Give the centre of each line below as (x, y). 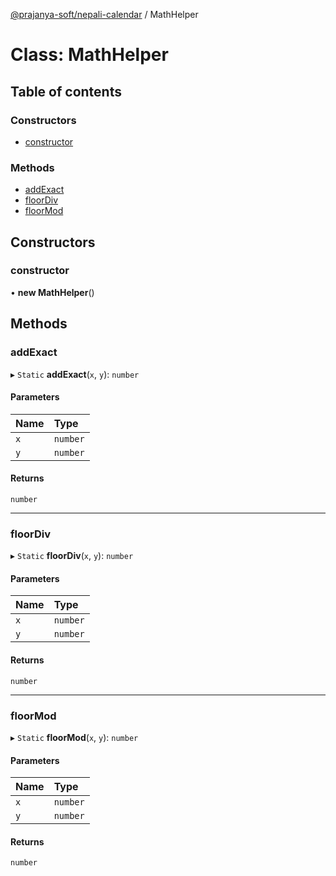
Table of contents (66, 91)
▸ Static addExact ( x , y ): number (75, 374)
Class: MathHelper (89, 55)
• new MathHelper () (52, 292)
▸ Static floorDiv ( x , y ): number (72, 556)
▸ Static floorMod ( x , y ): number (74, 737)
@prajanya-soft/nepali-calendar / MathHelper (104, 14)
